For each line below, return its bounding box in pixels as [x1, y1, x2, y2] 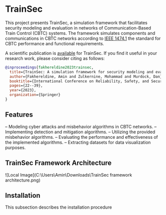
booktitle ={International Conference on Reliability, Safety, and [9, 79, 149, 84]
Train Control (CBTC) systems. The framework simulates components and [5, 30, 156, 36]
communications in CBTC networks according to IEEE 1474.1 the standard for [5, 35, 161, 41]
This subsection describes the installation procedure [5, 204, 112, 210]
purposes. [5, 144, 26, 151]
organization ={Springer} [9, 92, 61, 97]
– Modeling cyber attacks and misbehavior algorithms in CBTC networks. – [5, 123, 157, 129]
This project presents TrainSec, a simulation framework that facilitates [5, 20, 148, 26]
